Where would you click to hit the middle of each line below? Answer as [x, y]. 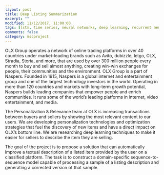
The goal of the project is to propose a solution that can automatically [75, 147]
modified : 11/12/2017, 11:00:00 [38, 23]
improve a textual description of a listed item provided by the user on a [76, 152]
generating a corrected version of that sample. [52, 167]
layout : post [18, 9]
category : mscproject [27, 37]
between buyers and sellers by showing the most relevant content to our [78, 117]
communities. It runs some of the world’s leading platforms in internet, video [82, 97]
